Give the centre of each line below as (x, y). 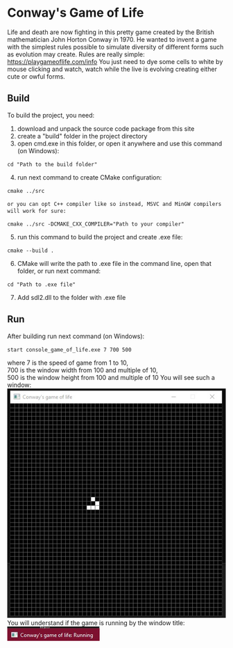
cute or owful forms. (36, 76)
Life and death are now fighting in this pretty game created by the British (111, 32)
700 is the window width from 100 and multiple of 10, (83, 370)
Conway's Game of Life (76, 13)
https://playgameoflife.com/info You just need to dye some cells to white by (115, 61)
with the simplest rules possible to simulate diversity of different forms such (115, 47)
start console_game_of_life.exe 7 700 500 (69, 349)
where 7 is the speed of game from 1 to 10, (68, 363)
